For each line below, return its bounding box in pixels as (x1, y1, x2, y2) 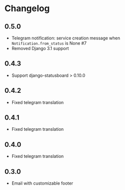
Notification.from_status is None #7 (11, 40, 87, 46)
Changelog (4, 3, 50, 14)
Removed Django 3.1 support (11, 46, 69, 51)
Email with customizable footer (11, 180, 73, 186)
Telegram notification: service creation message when (11, 35, 121, 41)
